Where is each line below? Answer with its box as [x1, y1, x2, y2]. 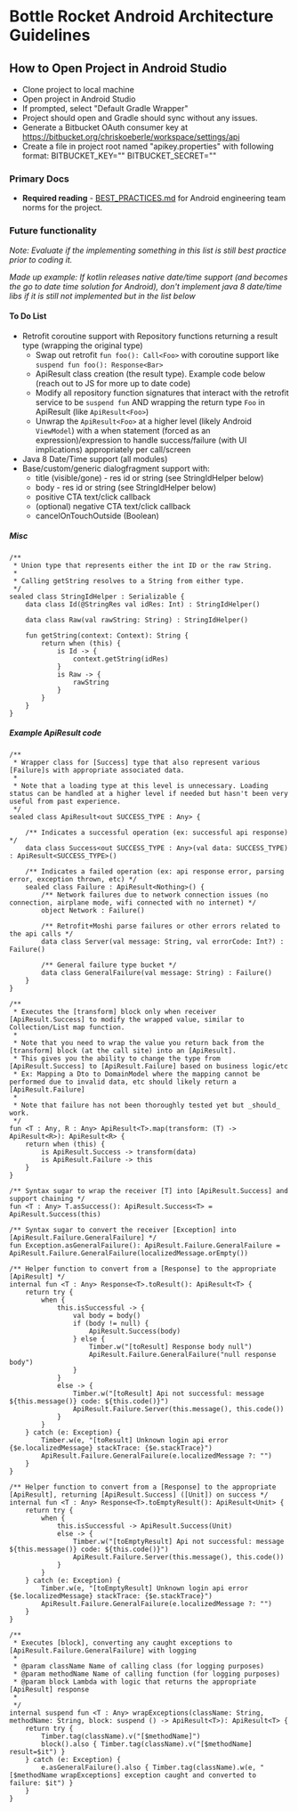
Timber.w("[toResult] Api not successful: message [72, 1389, 265, 1398]
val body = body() [72, 1311, 141, 1320]
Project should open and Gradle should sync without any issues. [21, 113, 258, 123]
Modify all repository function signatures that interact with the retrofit [35, 387, 289, 398]
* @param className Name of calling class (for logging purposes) [12, 1661, 265, 1670]
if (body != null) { [72, 1319, 149, 1328]
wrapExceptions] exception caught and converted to [60, 1770, 256, 1780]
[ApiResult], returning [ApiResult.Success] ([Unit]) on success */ [9, 1490, 269, 1499]
